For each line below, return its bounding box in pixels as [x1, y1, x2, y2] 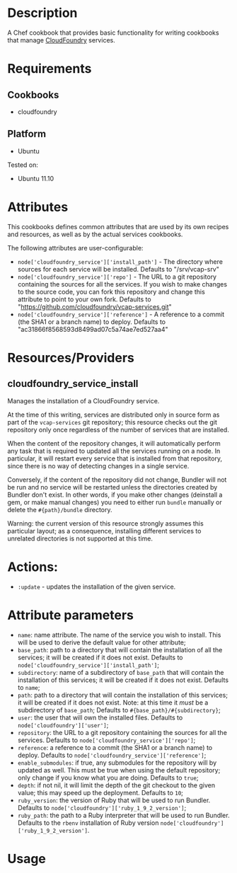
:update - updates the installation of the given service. [17, 582, 176, 591]
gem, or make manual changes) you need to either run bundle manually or [7, 497, 223, 507]
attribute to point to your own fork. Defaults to [17, 295, 151, 303]
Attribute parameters [7, 607, 134, 623]
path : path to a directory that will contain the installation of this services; [17, 690, 229, 699]
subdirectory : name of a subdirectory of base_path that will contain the [17, 668, 224, 676]
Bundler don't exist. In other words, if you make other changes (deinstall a [7, 490, 223, 499]
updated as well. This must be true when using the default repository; [17, 765, 221, 774]
